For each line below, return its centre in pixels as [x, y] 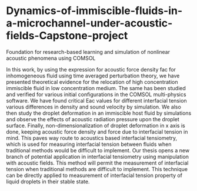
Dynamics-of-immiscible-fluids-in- [94, 11]
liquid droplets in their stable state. [48, 181]
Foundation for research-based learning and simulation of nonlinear [88, 52]
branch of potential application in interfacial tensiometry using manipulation [98, 156]
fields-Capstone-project [67, 36]
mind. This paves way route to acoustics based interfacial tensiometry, [92, 138]
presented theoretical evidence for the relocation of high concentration [92, 82]
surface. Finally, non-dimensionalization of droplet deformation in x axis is [96, 125]
